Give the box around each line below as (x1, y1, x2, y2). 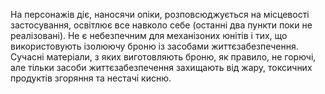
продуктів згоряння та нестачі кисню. (10, 72, 172, 84)
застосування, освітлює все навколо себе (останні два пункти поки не (10, 19, 313, 31)
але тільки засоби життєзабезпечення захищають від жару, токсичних (10, 62, 313, 73)
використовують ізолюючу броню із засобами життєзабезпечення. (10, 40, 299, 52)
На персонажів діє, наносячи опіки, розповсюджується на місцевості (10, 9, 310, 20)
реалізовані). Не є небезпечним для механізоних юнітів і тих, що (10, 30, 288, 41)
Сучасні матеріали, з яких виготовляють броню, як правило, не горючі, (10, 51, 317, 63)
